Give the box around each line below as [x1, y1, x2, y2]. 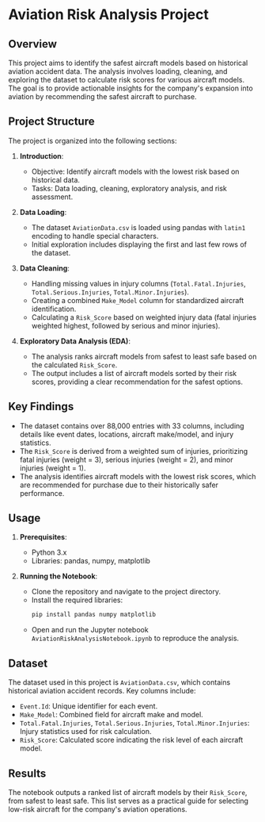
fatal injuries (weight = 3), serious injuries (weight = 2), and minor [19, 455, 233, 464]
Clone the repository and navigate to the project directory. [31, 587, 221, 597]
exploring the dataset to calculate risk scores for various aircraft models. [8, 75, 245, 84]
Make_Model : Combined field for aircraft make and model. [19, 710, 203, 720]
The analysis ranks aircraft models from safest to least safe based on [31, 351, 257, 361]
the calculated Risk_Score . [31, 359, 118, 370]
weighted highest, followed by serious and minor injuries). [31, 321, 221, 330]
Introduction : [19, 151, 64, 160]
